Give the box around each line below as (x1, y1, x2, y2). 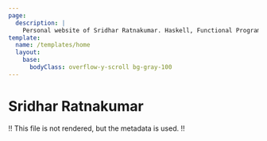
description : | (15, 19, 66, 27)
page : (8, 11, 26, 20)
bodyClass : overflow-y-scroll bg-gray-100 (29, 63, 172, 71)
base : (22, 56, 41, 64)
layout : (15, 48, 41, 56)
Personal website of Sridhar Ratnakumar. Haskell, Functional (22, 26, 233, 34)
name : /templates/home (15, 41, 91, 49)
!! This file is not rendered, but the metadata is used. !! (8, 124, 185, 133)
